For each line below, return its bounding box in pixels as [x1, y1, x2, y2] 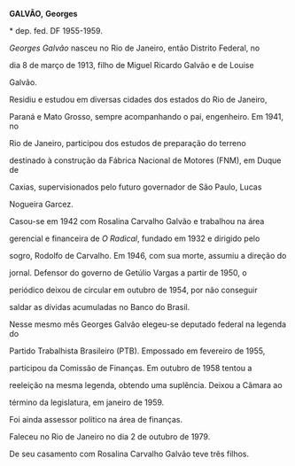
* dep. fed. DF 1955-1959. [9, 26, 104, 35]
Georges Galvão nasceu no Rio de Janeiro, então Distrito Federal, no [9, 43, 260, 53]
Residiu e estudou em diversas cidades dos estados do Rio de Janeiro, [9, 94, 268, 105]
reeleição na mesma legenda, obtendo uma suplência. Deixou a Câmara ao [9, 380, 283, 390]
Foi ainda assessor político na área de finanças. [9, 415, 183, 424]
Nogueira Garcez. [9, 199, 74, 209]
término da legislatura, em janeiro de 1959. [9, 397, 165, 408]
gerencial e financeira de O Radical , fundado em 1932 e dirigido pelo [9, 233, 260, 244]
